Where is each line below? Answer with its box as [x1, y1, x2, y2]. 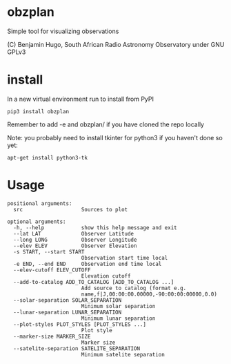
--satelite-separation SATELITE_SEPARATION [13, 345, 140, 352]
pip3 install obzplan [7, 108, 70, 115]
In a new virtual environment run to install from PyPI [7, 95, 154, 103]
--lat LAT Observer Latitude [13, 230, 134, 237]
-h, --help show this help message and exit [13, 224, 177, 231]
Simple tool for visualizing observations [7, 27, 119, 35]
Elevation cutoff [81, 272, 131, 280]
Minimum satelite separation [81, 351, 165, 358]
